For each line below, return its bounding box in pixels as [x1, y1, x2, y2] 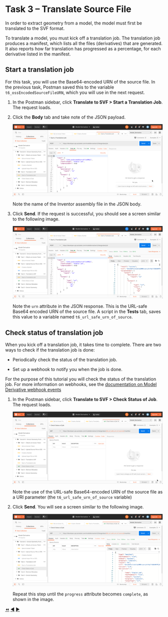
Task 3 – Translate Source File [5, 3, 131, 15]
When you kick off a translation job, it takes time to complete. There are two [5, 341, 161, 347]
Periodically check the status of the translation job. [12, 356, 117, 362]
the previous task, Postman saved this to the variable [5, 84, 114, 90]
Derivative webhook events [5, 386, 61, 392]
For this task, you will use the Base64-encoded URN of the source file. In [5, 78, 155, 84]
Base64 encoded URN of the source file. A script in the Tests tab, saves [12, 308, 161, 314]
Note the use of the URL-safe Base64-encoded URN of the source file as [12, 488, 163, 494]
